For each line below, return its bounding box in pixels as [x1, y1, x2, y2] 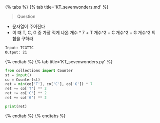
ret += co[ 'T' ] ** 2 [5, 86, 47, 91]
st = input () [5, 72, 32, 77]
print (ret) [5, 104, 27, 109]
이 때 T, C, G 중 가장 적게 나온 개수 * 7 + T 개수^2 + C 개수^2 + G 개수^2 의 [12, 30, 156, 35]
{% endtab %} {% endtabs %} [5, 113, 66, 119]
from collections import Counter [5, 68, 73, 73]
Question [17, 14, 36, 19]
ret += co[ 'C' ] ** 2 [5, 91, 47, 96]
